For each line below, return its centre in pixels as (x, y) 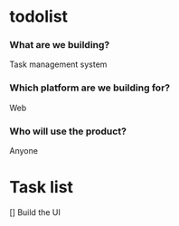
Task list (42, 188)
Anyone (24, 151)
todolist (39, 17)
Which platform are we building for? (89, 88)
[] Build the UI (35, 212)
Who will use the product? (68, 131)
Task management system (58, 64)
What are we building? (60, 45)
